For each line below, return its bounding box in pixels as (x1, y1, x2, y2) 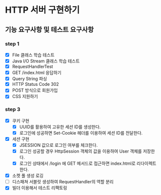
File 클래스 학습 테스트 (12, 52, 55, 58)
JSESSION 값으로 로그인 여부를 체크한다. (19, 142, 98, 148)
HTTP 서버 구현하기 (5, 4, 80, 16)
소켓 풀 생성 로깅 (12, 173, 44, 178)
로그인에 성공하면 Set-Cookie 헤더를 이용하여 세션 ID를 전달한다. (19, 130, 143, 136)
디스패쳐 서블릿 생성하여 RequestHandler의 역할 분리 (12, 179, 114, 185)
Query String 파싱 (12, 76, 47, 82)
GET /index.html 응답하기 (12, 70, 62, 76)
